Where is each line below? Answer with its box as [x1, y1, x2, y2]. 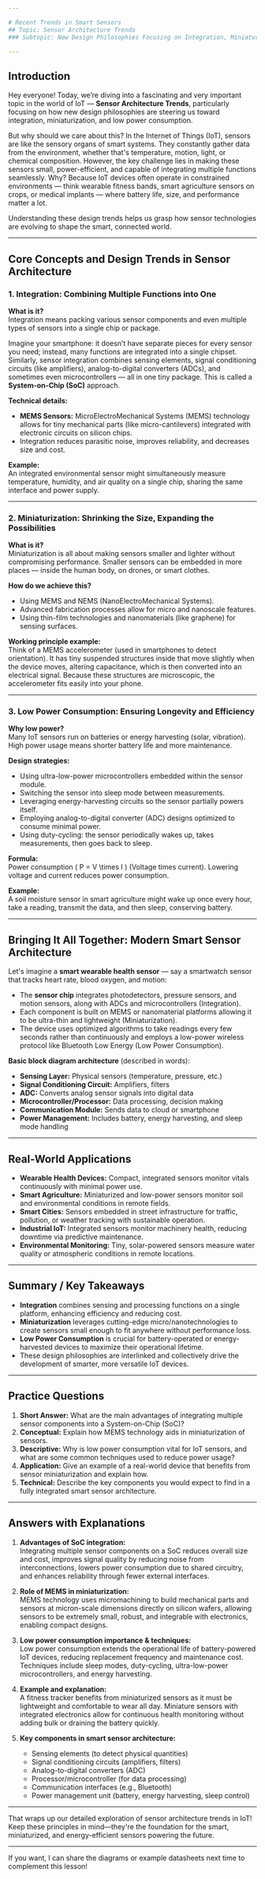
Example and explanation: [19, 1684, 107, 1694]
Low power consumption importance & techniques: [19, 1635, 192, 1645]
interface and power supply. [8, 485, 100, 494]
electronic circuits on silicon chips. [19, 428, 132, 438]
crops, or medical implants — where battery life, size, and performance [8, 190, 240, 199]
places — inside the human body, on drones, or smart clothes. [8, 566, 211, 575]
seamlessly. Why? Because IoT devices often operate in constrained [8, 173, 230, 183]
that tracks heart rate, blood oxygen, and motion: [8, 975, 167, 985]
